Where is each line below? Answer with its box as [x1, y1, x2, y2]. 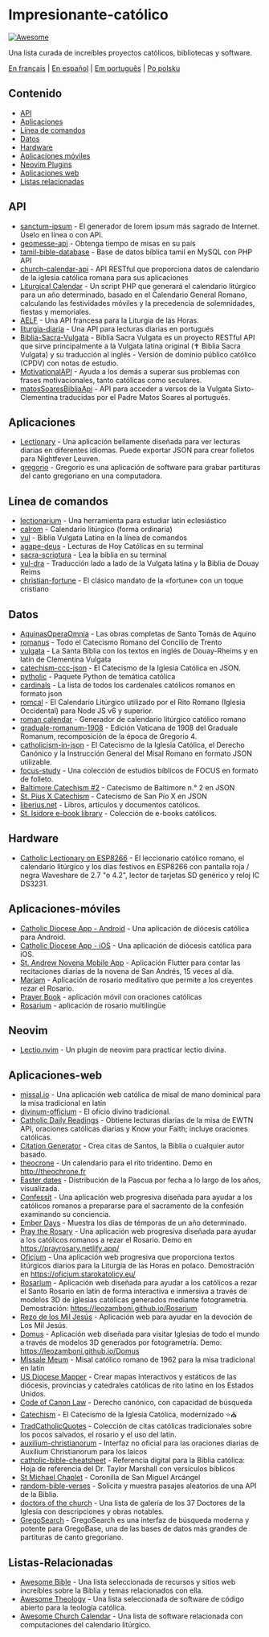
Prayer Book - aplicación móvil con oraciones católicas [19, 992, 202, 1001]
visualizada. [19, 1184, 60, 1194]
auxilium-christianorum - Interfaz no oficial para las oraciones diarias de [19, 1438, 259, 1448]
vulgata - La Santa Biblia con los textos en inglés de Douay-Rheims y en [19, 646, 259, 655]
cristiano [19, 584, 50, 594]
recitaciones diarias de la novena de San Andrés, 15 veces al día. [19, 966, 234, 975]
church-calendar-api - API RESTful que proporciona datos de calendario [19, 264, 259, 274]
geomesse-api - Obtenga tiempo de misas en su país [19, 238, 196, 248]
